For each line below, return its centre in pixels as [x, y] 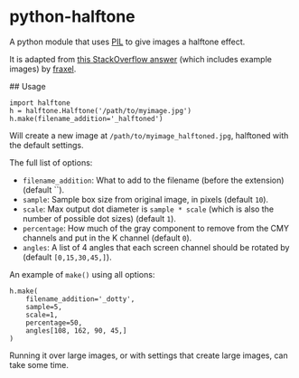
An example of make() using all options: [82, 274]
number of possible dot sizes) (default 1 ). [99, 218]
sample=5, [44, 307]
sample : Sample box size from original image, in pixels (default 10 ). [145, 199]
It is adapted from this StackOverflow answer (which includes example [141, 59]
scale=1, [42, 315]
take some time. [39, 364]
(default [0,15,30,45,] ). [67, 257]
